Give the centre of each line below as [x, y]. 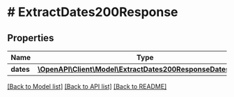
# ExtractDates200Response [93, 12]
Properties [31, 38]
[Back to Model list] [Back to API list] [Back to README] [87, 87]
